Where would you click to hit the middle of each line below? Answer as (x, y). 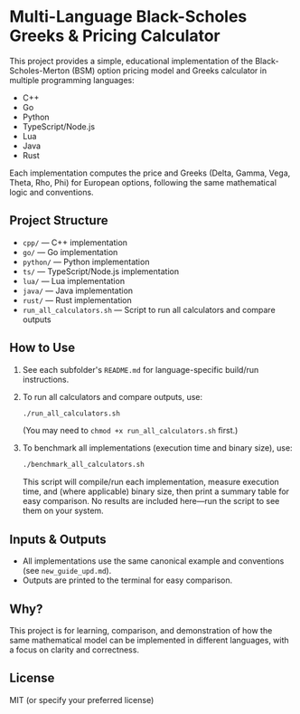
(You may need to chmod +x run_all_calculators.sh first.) (130, 431)
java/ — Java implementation (78, 290)
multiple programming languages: (72, 80)
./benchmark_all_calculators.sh (83, 465)
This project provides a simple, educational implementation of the (131, 61)
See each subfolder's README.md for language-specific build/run (141, 369)
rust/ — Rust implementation (77, 300)
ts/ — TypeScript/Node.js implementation (100, 271)
